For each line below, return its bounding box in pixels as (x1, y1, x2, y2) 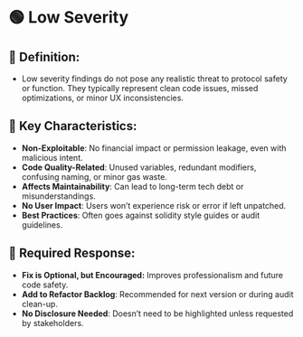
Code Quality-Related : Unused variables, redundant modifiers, (21, 162, 257, 173)
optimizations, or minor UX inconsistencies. (21, 92, 185, 103)
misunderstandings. (21, 191, 96, 201)
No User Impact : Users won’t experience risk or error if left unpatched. (21, 200, 287, 211)
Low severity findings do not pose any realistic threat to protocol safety (21, 73, 289, 84)
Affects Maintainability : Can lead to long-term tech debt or (21, 181, 244, 192)
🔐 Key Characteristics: (8, 118, 137, 134)
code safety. (21, 279, 69, 290)
